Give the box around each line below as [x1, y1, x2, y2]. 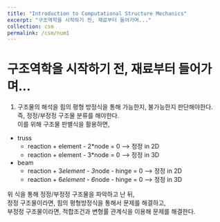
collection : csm [7, 23, 54, 30]
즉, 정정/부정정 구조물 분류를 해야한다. [17, 111, 120, 120]
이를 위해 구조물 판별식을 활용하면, [17, 120, 110, 129]
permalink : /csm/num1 [7, 29, 70, 37]
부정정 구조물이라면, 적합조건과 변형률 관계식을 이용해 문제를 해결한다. [7, 207, 196, 216]
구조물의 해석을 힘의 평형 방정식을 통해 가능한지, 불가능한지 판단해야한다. [17, 103, 213, 111]
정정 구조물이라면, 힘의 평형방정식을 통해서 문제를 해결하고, [7, 198, 166, 207]
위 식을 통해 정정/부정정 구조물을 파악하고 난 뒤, [7, 190, 135, 198]
